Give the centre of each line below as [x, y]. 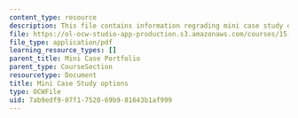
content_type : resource [53, 17]
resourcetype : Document [53, 75]
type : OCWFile [35, 91]
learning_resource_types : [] [63, 51]
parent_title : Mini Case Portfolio [75, 59]
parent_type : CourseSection [61, 67]
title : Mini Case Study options [69, 83]
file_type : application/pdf [61, 42]
